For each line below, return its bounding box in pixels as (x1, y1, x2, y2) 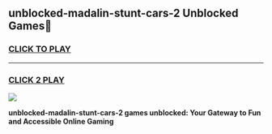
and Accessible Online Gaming (8, 116, 114, 126)
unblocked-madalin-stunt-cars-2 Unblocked (8, 6, 239, 20)
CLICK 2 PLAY (8, 74, 65, 85)
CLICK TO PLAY (8, 44, 71, 55)
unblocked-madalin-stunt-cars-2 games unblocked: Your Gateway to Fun (8, 107, 261, 117)
